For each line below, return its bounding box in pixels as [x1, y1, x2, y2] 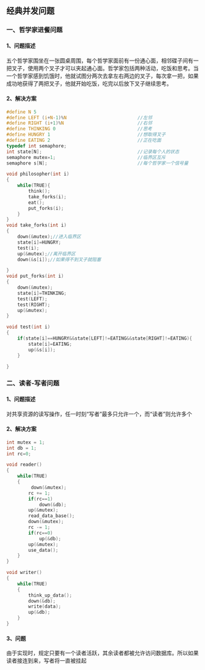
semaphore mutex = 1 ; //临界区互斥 [6, 154, 166, 160]
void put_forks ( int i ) [6, 273, 64, 280]
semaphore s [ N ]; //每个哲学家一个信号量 [6, 160, 189, 166]
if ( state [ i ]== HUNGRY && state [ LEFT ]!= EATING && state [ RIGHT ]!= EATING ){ [17, 335, 192, 341]
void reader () [6, 461, 43, 468]
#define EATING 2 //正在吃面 [6, 137, 162, 144]
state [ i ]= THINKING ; [17, 290, 67, 296]
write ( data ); [28, 603, 62, 610]
